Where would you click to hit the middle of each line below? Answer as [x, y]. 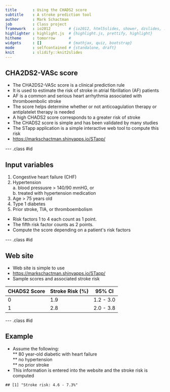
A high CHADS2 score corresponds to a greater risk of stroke [76, 118]
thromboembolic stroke [37, 101]
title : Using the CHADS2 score [46, 10]
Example [19, 336]
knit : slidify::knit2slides [44, 52]
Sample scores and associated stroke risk [56, 278]
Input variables [30, 165]
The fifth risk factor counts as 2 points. [53, 225]
